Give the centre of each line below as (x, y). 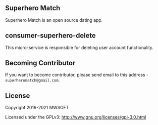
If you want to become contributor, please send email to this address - (77, 75)
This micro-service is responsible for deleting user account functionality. (79, 47)
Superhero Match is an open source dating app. (54, 20)
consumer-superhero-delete (51, 36)
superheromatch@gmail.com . (32, 80)
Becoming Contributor (40, 63)
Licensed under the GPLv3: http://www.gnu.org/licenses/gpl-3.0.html (76, 117)
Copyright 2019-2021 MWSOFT (37, 108)
